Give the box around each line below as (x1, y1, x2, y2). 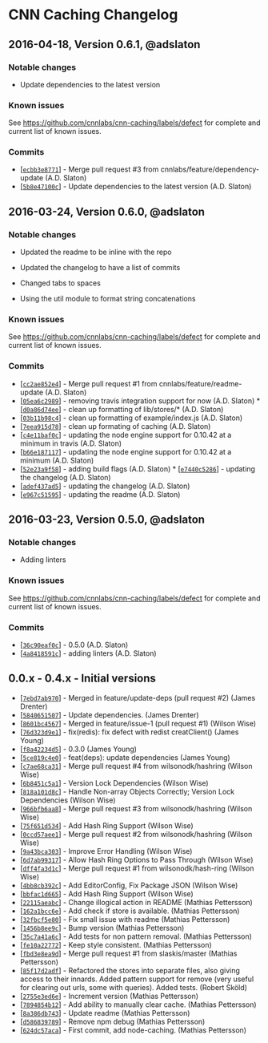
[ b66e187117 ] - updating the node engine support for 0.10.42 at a (19, 447, 232, 456)
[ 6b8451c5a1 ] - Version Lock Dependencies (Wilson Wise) (19, 778, 210, 787)
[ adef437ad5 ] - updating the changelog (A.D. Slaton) (19, 481, 190, 491)
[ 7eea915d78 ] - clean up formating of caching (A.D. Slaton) (19, 421, 211, 431)
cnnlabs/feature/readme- (158, 378, 242, 388)
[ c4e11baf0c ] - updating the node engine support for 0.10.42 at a (19, 430, 232, 439)
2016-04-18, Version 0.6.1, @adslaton (8, 38, 201, 51)
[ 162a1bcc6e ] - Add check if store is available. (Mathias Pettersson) (19, 906, 240, 916)
